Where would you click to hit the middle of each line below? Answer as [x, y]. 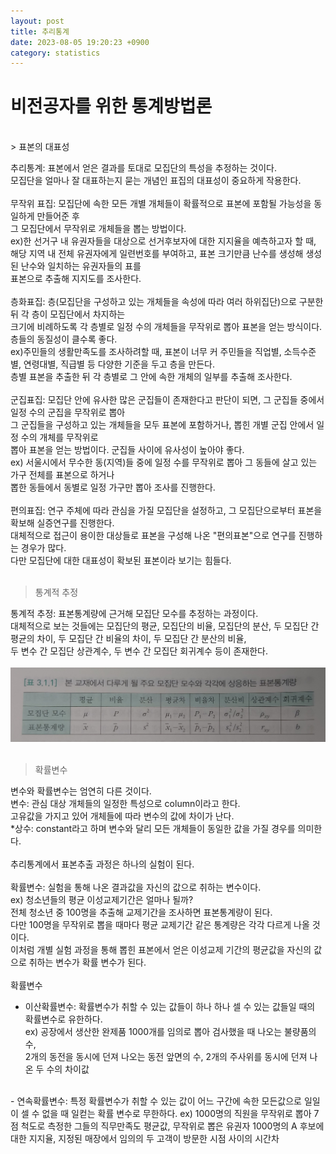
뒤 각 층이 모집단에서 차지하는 [68, 314]
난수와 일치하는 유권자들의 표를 [81, 266]
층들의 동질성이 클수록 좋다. [64, 339]
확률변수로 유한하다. [63, 1019]
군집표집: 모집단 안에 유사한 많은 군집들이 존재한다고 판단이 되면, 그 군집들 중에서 [167, 400]
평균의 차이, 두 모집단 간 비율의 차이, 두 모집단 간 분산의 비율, [128, 639]
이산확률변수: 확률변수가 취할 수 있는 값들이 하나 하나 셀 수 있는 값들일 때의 [170, 1006]
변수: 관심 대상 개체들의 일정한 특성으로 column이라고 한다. [125, 803]
